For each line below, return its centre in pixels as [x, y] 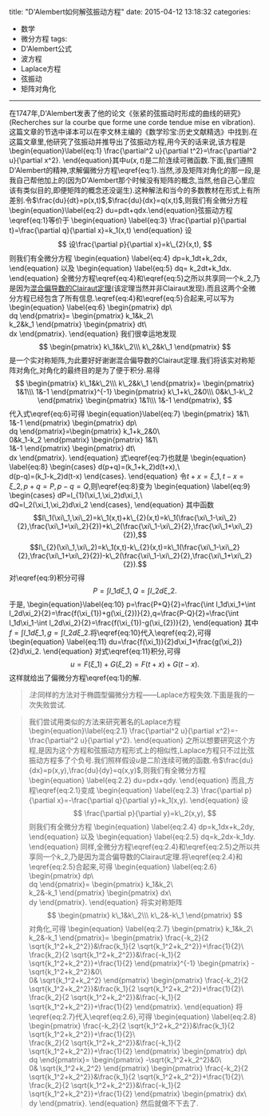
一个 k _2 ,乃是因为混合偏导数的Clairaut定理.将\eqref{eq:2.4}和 [142, 857]
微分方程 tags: [44, 39]
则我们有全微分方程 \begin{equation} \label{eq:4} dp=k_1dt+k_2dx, [119, 258]
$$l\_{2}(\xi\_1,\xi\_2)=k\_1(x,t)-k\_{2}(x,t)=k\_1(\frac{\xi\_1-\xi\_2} [135, 547]
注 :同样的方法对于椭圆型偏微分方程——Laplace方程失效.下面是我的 [138, 695]
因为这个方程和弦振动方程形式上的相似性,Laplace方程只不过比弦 [149, 750]
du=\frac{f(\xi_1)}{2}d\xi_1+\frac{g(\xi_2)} [175, 642]
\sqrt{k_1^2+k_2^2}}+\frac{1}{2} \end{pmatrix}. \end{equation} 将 [136, 1007]
